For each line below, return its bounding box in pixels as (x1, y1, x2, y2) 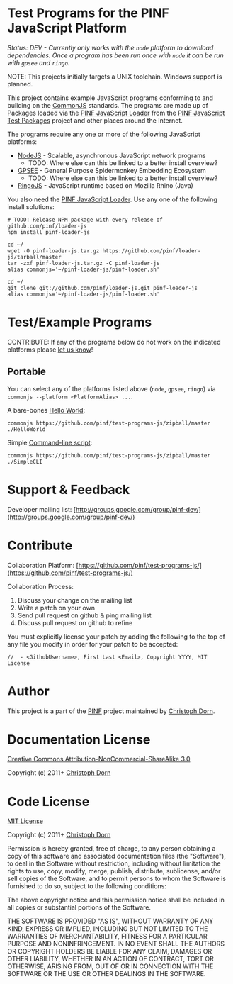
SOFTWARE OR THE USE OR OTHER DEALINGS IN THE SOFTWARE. (7, 970, 206, 978)
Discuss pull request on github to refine (17, 618, 133, 627)
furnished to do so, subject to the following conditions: (7, 882, 166, 890)
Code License (7, 793, 90, 810)
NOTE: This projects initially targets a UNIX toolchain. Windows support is (7, 72, 222, 81)
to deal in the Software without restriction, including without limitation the (7, 859, 221, 868)
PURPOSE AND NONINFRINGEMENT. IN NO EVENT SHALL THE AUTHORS (7, 939, 225, 948)
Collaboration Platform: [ (7, 561, 79, 569)
